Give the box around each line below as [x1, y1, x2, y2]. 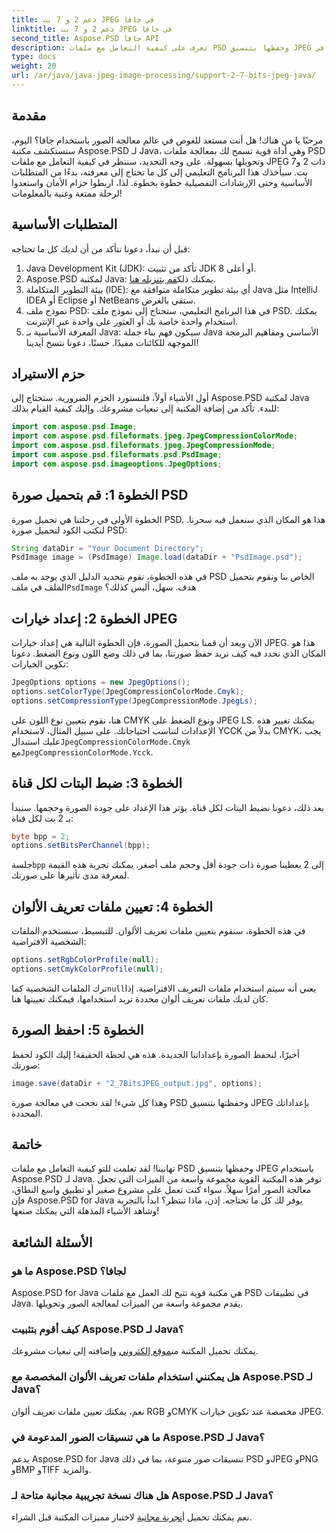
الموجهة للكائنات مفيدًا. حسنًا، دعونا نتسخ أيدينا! [25, 336, 199, 348]
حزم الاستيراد [11, 365, 86, 382]
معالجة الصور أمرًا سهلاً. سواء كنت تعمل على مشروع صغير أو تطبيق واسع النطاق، [11, 1184, 312, 1196]
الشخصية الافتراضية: [11, 936, 87, 948]
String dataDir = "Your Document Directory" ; [11, 543, 204, 553]
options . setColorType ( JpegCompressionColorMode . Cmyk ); [11, 686, 245, 696]
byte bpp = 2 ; [11, 831, 71, 841]
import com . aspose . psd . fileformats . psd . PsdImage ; [11, 449, 223, 460]
